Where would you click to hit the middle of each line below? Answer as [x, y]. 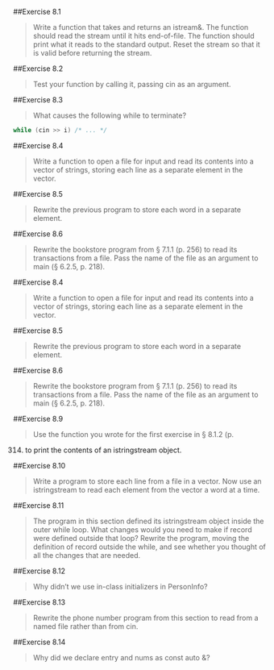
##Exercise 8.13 [39, 602]
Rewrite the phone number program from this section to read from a [145, 618]
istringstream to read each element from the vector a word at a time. [146, 489]
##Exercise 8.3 [38, 100]
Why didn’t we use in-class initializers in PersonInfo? [120, 586]
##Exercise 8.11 [39, 505]
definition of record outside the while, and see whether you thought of [149, 547]
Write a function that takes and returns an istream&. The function [141, 27]
